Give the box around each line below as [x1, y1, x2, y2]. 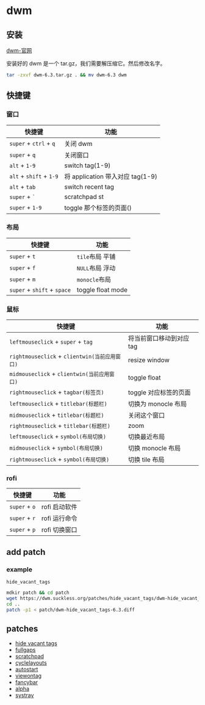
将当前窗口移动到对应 [128, 334, 190, 342]
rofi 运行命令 [41, 514, 77, 522]
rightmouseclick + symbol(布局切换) [9, 455, 110, 464]
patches [6, 624, 38, 634]
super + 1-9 [9, 203, 42, 211]
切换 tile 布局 [128, 455, 165, 464]
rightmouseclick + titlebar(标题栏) [9, 422, 111, 430]
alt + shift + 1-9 [9, 172, 59, 180]
